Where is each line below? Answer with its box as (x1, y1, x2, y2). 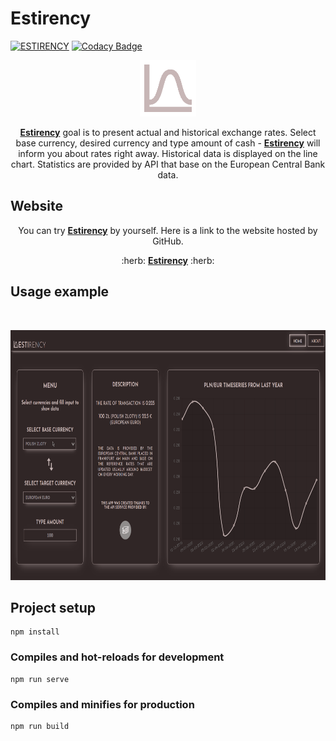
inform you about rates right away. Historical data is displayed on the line (18, 147, 318, 159)
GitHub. (152, 235, 184, 247)
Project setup (10, 599, 97, 616)
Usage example (10, 283, 110, 301)
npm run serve (10, 674, 70, 684)
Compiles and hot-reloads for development (10, 650, 225, 664)
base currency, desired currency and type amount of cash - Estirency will (15, 137, 321, 149)
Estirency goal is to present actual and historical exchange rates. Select (19, 126, 317, 138)
